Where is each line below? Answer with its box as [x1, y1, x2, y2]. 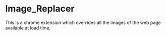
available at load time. [5, 24, 51, 30]
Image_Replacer [5, 3, 75, 14]
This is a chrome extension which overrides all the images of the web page [5, 19, 161, 25]
